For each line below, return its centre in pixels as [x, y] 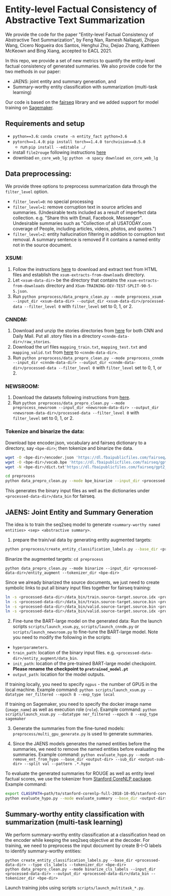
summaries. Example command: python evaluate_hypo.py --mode [81, 754]
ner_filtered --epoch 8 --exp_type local [70, 695]
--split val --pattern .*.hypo [57, 764]
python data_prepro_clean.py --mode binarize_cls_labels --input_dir [81, 869]
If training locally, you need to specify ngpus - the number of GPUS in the [81, 684]
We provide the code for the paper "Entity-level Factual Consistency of [79, 34]
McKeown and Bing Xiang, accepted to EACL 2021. [59, 51]
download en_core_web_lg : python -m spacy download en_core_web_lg [85, 157]
